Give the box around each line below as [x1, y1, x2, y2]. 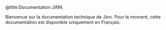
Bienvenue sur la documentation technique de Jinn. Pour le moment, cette [5, 14, 161, 19]
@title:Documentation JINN [5, 4, 63, 10]
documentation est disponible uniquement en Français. [5, 19, 121, 25]
